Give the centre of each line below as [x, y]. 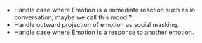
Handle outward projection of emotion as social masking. [96, 25]
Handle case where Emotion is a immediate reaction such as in [105, 10]
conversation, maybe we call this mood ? [73, 17]
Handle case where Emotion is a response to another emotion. [104, 32]
